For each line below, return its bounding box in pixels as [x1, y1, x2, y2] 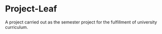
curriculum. [5, 24, 28, 30]
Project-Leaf [5, 3, 57, 14]
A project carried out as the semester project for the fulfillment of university [5, 19, 157, 25]
